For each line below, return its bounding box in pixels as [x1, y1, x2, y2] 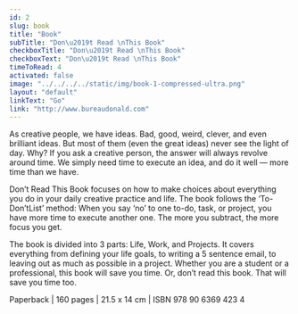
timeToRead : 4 [9, 63, 62, 72]
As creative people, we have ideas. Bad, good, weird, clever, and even [9, 128, 268, 139]
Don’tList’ [9, 202, 45, 214]
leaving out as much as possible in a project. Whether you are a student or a [9, 258, 290, 269]
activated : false [9, 71, 74, 80]
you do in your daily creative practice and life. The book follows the [9, 194, 257, 204]
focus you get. [9, 222, 62, 233]
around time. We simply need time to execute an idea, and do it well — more [9, 157, 289, 168]
